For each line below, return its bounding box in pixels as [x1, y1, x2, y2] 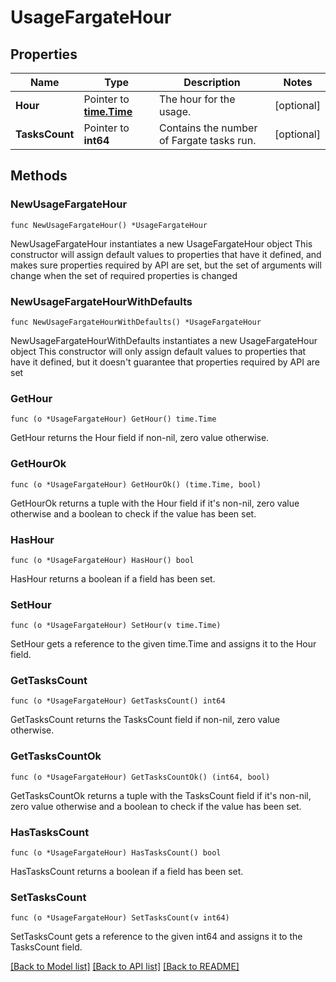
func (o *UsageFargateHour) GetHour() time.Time [10, 414, 217, 425]
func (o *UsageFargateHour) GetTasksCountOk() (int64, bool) [10, 772, 271, 782]
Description [183, 76, 241, 89]
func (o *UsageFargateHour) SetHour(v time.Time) [10, 621, 222, 631]
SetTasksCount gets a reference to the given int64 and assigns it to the [10, 931, 303, 943]
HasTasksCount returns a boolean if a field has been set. [10, 866, 244, 878]
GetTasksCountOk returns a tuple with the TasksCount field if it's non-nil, [10, 789, 312, 801]
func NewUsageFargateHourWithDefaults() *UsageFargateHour [10, 317, 262, 327]
